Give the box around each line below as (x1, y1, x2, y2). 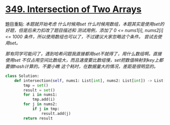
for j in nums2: (23, 102, 58, 107)
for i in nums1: (23, 92, 58, 97)
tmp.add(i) (32, 97, 55, 102)
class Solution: (5, 73, 39, 78)
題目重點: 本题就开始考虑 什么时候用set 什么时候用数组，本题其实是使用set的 (5, 21, 164, 27)
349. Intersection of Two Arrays (5, 4, 142, 15)
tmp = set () (23, 82, 49, 88)
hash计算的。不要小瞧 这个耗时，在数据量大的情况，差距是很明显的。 (14, 63, 158, 69)
